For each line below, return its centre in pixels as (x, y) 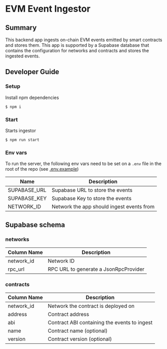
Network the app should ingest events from (103, 207)
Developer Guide (32, 72)
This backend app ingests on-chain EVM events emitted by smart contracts (84, 40)
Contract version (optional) (80, 339)
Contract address (69, 314)
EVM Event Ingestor (48, 9)
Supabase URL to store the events (92, 190)
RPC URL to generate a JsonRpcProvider (96, 269)
